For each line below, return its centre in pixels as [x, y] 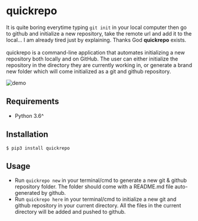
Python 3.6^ [29, 116]
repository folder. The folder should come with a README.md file [94, 187]
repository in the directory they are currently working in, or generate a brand [99, 65]
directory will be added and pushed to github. [70, 212]
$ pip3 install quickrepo [38, 148]
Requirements [33, 102]
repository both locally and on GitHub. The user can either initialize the [92, 59]
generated [27, 193]
